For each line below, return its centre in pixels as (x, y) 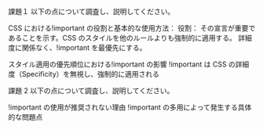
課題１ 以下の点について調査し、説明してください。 (91, 11)
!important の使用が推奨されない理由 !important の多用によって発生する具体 (130, 107)
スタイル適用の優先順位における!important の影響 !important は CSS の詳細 (129, 64)
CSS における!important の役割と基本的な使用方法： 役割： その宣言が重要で (132, 28)
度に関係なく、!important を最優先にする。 (77, 48)
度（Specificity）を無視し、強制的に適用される (84, 74)
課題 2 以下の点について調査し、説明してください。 (91, 91)
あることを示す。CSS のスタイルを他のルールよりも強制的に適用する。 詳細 (130, 38)
